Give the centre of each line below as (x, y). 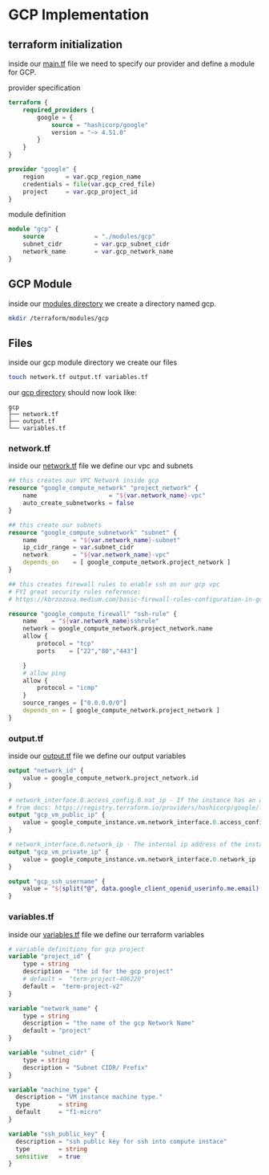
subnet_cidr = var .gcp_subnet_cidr (96, 244)
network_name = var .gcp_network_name (98, 251)
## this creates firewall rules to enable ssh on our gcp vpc (114, 584)
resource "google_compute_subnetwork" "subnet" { (93, 532)
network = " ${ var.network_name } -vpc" (96, 555)
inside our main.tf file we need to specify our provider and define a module (131, 63)
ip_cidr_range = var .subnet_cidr (78, 548)
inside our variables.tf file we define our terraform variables (106, 934)
